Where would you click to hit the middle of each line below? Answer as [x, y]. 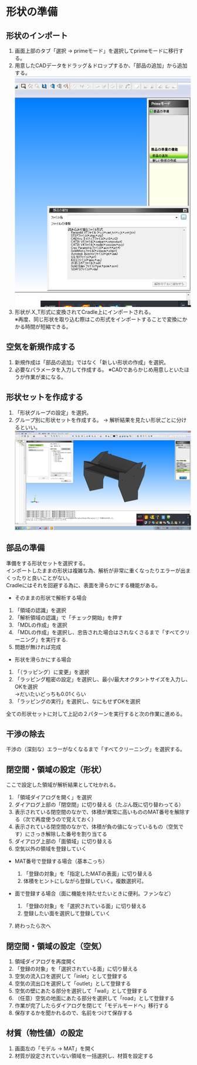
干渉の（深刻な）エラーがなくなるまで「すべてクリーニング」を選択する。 [96, 749]
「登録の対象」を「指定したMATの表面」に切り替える [88, 874]
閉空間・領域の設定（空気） [56, 946]
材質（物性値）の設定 [45, 1033]
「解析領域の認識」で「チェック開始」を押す [69, 617]
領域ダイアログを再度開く [45, 962]
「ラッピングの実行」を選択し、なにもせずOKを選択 [77, 701]
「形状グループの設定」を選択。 [53, 413]
